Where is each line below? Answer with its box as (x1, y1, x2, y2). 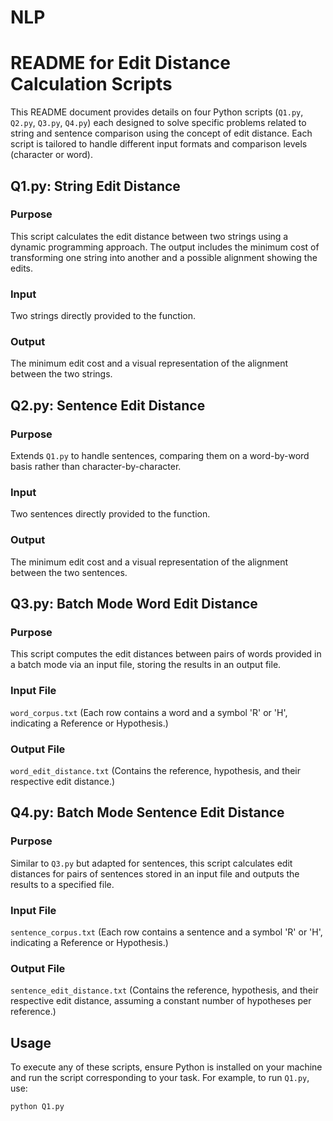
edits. (10, 262, 33, 274)
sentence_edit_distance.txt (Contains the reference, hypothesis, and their (10, 984, 319, 996)
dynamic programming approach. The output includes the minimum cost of (10, 241, 320, 253)
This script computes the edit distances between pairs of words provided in (10, 648, 322, 660)
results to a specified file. (10, 878, 115, 890)
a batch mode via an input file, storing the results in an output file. (10, 659, 282, 671)
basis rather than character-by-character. (10, 461, 182, 473)
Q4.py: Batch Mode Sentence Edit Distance (10, 804, 285, 821)
